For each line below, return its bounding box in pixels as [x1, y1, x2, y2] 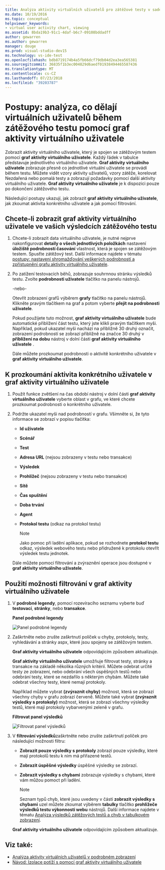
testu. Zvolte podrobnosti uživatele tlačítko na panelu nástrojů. [12, 276, 140, 282]
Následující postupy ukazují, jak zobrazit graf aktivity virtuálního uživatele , [5, 195, 158, 201]
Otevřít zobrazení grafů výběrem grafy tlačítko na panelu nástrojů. [12, 295, 146, 301]
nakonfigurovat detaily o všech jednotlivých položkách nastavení [12, 240, 146, 246]
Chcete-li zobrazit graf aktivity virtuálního [5, 214, 137, 223]
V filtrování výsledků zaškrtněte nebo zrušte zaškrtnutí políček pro [12, 733, 148, 739]
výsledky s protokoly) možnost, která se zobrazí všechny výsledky [12, 699, 149, 705]
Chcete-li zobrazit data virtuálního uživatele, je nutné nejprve [12, 235, 136, 241]
